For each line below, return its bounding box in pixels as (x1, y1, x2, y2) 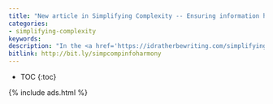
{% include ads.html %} (8, 88, 88, 97)
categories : (8, 19, 49, 28)
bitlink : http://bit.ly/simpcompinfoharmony (8, 50, 162, 58)
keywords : (8, 34, 42, 43)
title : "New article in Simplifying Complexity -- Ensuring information (8, 11, 260, 20)
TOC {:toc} (19, 72, 57, 81)
